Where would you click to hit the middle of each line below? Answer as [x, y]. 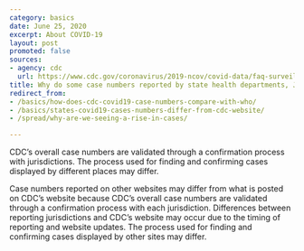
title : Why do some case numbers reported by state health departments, [149, 85]
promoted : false [40, 51]
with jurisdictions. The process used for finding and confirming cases [139, 162]
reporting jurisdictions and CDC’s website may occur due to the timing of [145, 218]
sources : [26, 60]
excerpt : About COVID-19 [56, 34]
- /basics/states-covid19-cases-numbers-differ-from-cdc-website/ [137, 110]
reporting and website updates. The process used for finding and [131, 228]
